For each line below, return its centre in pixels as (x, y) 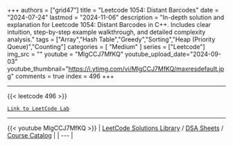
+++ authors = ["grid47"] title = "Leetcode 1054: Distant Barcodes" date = (113, 10)
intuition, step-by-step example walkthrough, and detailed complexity (106, 32)
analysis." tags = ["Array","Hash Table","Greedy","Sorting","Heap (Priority (111, 39)
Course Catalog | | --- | (40, 135)
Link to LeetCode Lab (38, 109)
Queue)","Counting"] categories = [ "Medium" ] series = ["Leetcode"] (106, 47)
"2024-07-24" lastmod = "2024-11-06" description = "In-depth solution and (116, 17)
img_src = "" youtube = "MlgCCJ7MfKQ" (65, 54)
